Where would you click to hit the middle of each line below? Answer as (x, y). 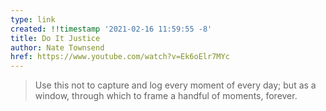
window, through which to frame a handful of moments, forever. (166, 96)
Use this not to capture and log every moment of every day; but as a (175, 85)
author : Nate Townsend (57, 47)
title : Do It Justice (55, 38)
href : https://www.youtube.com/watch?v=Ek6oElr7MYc (120, 57)
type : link (33, 19)
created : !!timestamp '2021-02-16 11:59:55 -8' (111, 29)
